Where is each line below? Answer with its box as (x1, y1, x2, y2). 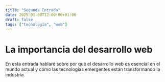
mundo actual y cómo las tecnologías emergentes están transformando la (5, 66, 160, 72)
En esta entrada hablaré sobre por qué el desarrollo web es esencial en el (5, 61, 160, 67)
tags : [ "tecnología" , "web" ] (5, 22, 67, 27)
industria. (5, 72, 26, 78)
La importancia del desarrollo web (5, 44, 153, 55)
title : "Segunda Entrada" (5, 7, 60, 13)
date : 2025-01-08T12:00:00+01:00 (5, 12, 77, 17)
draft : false (5, 17, 33, 22)
